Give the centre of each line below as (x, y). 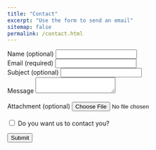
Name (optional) (31, 54)
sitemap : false (30, 27)
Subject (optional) (33, 73)
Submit (20, 138)
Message (21, 91)
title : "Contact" (33, 14)
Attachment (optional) (39, 106)
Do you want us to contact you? (64, 123)
